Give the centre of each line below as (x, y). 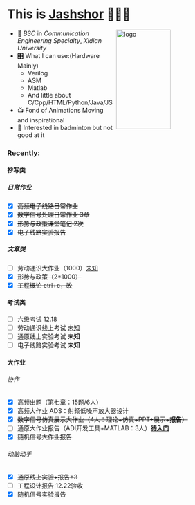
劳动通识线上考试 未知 (48, 328)
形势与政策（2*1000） (49, 277)
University (32, 48)
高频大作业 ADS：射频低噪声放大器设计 (73, 411)
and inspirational (41, 120)
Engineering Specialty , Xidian (59, 40)
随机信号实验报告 (41, 494)
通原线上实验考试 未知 (48, 337)
